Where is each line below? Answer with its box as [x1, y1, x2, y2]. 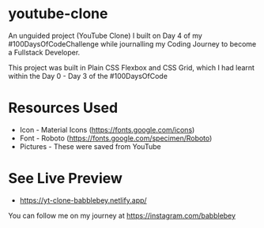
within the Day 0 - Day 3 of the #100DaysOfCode [8, 71, 168, 80]
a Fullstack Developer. [8, 47, 81, 57]
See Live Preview [8, 170, 123, 188]
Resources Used [8, 99, 119, 117]
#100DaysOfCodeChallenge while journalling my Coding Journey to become [8, 39, 257, 48]
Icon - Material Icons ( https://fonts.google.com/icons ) [19, 125, 195, 134]
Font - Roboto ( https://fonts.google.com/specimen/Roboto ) [19, 133, 213, 143]
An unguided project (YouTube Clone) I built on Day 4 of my [8, 31, 203, 40]
